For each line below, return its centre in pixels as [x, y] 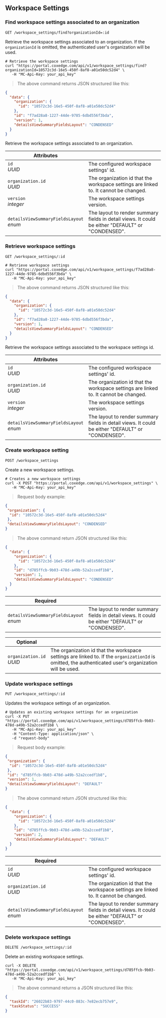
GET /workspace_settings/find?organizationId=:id [57, 32]
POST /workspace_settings [32, 460]
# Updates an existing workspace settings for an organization [72, 713]
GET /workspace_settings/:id [35, 256]
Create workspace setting [37, 450]
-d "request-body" [31, 738]
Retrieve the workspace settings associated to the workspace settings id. [80, 347]
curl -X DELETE [21, 966]
